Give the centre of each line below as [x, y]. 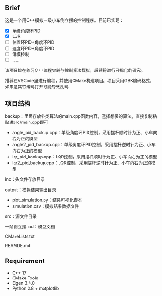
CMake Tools [25, 278]
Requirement [25, 261]
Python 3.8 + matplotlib [35, 288]
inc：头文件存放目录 [25, 179]
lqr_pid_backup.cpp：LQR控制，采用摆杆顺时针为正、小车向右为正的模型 [84, 157]
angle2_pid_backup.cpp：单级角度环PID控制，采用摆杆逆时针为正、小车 [84, 145]
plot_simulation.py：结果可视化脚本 [47, 200]
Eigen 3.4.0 [23, 283]
